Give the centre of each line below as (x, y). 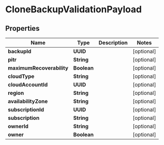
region (16, 93)
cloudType (21, 76)
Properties (22, 28)
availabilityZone (28, 101)
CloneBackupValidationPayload (74, 9)
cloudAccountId (28, 85)
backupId (20, 51)
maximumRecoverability (38, 68)
